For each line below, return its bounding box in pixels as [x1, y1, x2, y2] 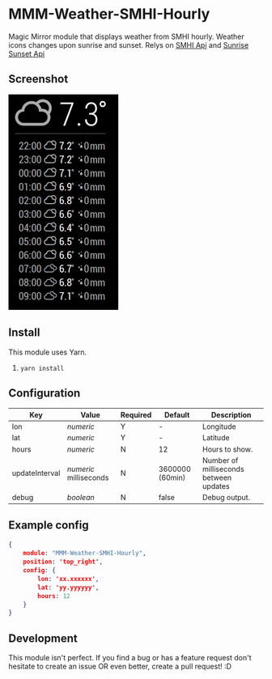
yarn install [19, 364, 65, 372]
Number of [202, 455, 239, 465]
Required [120, 410, 152, 419]
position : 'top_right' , [23, 558, 104, 567]
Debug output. [202, 493, 251, 503]
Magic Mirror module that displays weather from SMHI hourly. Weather [8, 32, 244, 41]
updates [202, 481, 230, 490]
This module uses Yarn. [8, 347, 87, 357]
